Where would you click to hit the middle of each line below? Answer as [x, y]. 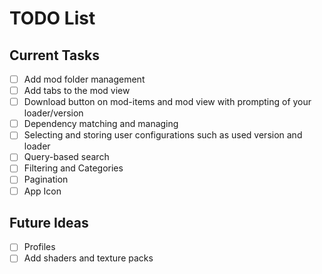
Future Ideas [49, 222]
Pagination [46, 179]
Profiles [39, 247]
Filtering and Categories [73, 168]
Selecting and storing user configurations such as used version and [163, 135]
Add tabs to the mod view [77, 91]
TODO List [52, 18]
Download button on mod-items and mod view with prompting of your [167, 102]
